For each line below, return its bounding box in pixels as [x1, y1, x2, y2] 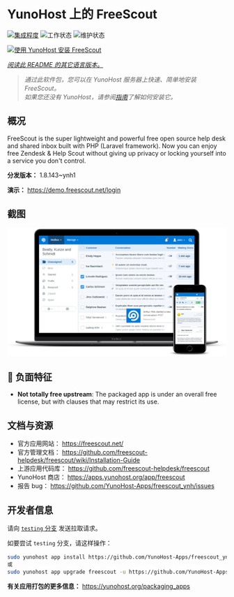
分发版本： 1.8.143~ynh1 [7, 170, 76, 179]
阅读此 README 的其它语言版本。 [7, 60, 104, 68]
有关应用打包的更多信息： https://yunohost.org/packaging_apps [7, 582, 190, 590]
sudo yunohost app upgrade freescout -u [7, 568, 127, 575]
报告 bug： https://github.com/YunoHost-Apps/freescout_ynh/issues [17, 482, 214, 490]
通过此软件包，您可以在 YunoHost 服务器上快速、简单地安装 [24, 75, 197, 84]
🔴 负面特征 [7, 371, 52, 383]
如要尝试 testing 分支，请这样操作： [7, 539, 112, 547]
